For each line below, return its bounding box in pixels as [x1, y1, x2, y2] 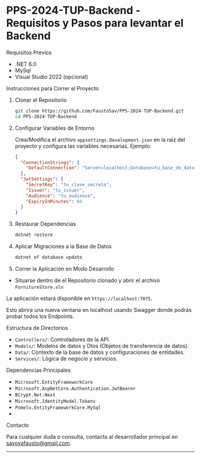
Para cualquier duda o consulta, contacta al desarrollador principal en [6, 433, 178, 441]
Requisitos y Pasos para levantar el [6, 16, 184, 30]
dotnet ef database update [14, 254, 83, 260]
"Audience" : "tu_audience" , [26, 193, 96, 199]
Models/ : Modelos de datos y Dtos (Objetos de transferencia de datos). [14, 342, 190, 350]
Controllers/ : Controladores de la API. [14, 336, 111, 343]
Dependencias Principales [6, 366, 71, 374]
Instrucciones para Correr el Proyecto [6, 84, 99, 92]
